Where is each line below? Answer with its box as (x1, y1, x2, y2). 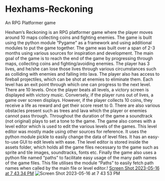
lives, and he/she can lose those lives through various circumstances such (5, 65, 157, 72)
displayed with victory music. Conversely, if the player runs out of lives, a (5, 92, 154, 98)
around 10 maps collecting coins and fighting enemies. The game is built (5, 34, 152, 40)
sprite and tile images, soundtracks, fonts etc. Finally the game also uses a (5, 149, 157, 155)
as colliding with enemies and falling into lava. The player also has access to (5, 71, 160, 77)
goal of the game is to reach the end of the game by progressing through (5, 55, 153, 61)
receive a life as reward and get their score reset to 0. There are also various (5, 102, 160, 108)
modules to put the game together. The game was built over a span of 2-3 (5, 45, 155, 51)
